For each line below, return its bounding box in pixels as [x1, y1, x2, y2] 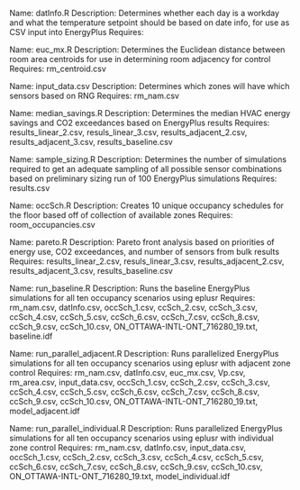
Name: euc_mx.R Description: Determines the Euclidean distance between [9, 44, 286, 55]
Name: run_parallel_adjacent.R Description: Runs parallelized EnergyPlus [9, 349, 279, 358]
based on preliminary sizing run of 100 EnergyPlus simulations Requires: [9, 173, 277, 184]
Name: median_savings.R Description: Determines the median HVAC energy [9, 108, 291, 118]
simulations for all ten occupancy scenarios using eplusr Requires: [9, 293, 256, 303]
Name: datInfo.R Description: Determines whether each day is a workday [9, 8, 280, 18]
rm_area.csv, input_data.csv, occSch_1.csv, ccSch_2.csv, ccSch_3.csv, [9, 377, 270, 387]
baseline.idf [9, 331, 53, 341]
